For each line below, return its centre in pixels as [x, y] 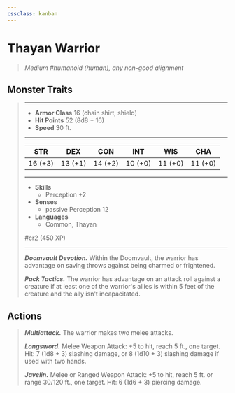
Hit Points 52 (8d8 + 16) [70, 120]
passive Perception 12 [77, 210]
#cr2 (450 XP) [45, 238]
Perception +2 [66, 195]
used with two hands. [55, 362]
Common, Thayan [71, 224]
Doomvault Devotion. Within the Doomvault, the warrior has [111, 258]
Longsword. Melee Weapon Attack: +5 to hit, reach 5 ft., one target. [122, 346]
